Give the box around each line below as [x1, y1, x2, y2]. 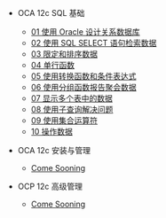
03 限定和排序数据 [30, 49, 99, 59]
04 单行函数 [30, 60, 75, 70]
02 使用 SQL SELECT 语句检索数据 [30, 38, 157, 48]
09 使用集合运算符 [30, 115, 99, 126]
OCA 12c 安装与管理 [17, 145, 91, 155]
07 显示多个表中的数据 [30, 93, 114, 104]
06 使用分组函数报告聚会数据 [30, 82, 138, 92]
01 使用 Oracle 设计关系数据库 [30, 27, 140, 37]
